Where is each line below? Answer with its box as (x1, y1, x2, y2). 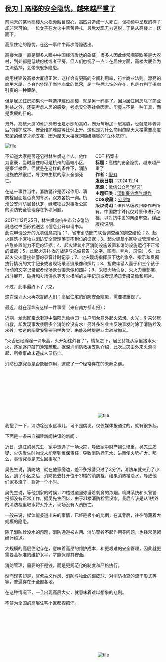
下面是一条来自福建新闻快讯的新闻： (5, 433, 79, 439)
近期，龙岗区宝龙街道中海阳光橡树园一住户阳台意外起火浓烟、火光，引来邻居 (5, 315, 161, 321)
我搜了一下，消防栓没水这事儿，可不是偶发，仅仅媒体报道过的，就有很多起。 (5, 422, 161, 428)
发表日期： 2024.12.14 (95, 177, 139, 184)
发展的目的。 (9, 110, 36, 116)
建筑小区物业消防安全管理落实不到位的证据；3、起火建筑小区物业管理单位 (9, 236, 160, 242)
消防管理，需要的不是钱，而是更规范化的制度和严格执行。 (5, 562, 122, 568)
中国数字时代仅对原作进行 (104, 208, 157, 214)
